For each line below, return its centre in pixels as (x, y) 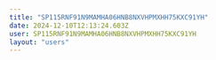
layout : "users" (39, 42)
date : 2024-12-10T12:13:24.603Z (69, 26)
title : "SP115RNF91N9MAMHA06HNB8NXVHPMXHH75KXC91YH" (109, 17)
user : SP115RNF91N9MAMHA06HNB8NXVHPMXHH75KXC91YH (103, 34)
